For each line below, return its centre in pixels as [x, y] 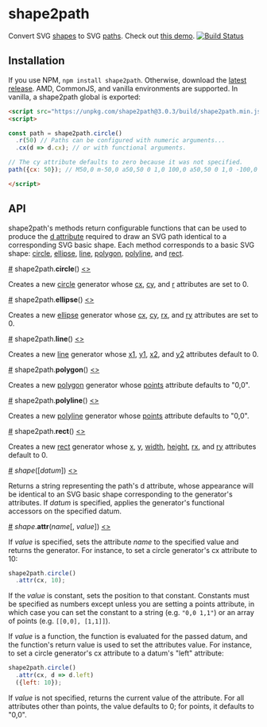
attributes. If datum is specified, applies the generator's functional [116, 502]
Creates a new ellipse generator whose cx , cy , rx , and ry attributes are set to [133, 315]
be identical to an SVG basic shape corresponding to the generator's [120, 494]
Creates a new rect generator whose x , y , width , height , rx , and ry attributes [132, 447]
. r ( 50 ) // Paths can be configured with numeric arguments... [120, 141]
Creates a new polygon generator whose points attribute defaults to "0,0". [129, 385]
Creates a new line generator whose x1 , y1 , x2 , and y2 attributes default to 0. [133, 354]
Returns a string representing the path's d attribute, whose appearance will [131, 485]
